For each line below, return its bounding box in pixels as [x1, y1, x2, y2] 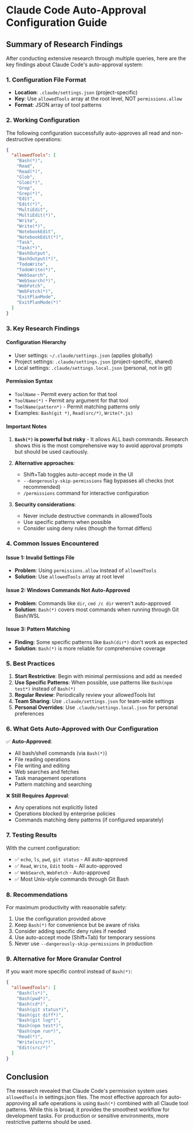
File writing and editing [14, 762, 70, 769]
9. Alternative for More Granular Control [6, 955, 122, 963]
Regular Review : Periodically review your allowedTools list [14, 691, 155, 699]
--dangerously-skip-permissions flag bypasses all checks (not [23, 477, 174, 484]
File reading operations [14, 756, 71, 763]
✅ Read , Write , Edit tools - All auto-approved [14, 862, 123, 869]
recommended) [23, 483, 61, 490]
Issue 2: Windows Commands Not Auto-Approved [6, 587, 130, 594]
